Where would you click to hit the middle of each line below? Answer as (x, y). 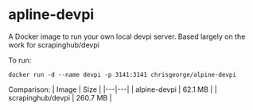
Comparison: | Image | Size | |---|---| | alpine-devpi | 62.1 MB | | (113, 89)
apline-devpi (51, 15)
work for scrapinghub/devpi (54, 44)
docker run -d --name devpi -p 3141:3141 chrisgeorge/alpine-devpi (123, 74)
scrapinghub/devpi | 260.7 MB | (60, 97)
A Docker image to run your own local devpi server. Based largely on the (127, 36)
